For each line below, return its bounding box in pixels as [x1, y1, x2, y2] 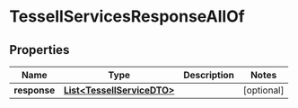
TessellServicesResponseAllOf [9, 6, 245, 27]
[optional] [242, 84, 285, 96]
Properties [9, 42, 70, 58]
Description [183, 69, 235, 81]
